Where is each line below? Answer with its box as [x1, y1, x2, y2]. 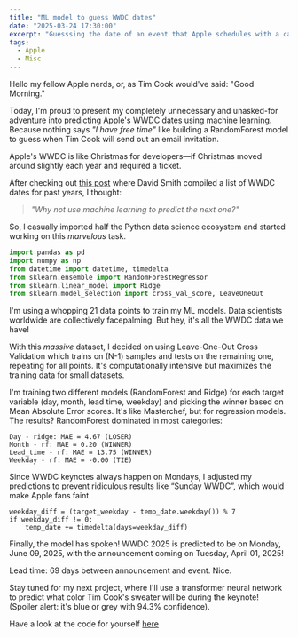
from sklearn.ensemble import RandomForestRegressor [9, 273, 208, 282]
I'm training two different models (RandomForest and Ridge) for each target [9, 387, 285, 398]
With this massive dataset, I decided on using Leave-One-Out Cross [9, 341, 259, 352]
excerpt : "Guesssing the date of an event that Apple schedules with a [9, 29, 279, 38]
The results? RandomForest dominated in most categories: [9, 415, 223, 427]
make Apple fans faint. [9, 490, 91, 501]
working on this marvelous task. [9, 231, 127, 241]
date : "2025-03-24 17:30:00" [9, 21, 117, 30]
